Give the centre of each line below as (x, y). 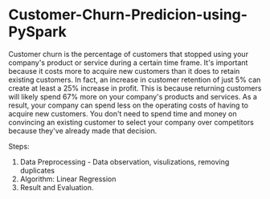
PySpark (37, 32)
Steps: (19, 146)
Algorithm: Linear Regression (68, 179)
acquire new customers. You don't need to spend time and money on (123, 113)
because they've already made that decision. (83, 131)
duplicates (37, 170)
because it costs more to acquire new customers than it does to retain (124, 71)
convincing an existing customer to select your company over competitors (131, 122)
